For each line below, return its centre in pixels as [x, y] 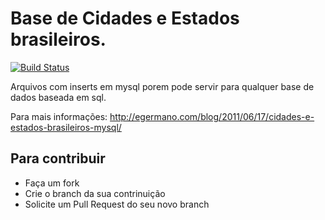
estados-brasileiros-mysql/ [66, 127]
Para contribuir [58, 158]
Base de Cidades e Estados [125, 18]
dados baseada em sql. [58, 97]
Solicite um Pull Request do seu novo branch [117, 204]
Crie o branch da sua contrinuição [95, 193]
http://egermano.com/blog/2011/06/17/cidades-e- [212, 116]
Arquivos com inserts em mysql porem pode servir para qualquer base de [162, 86]
